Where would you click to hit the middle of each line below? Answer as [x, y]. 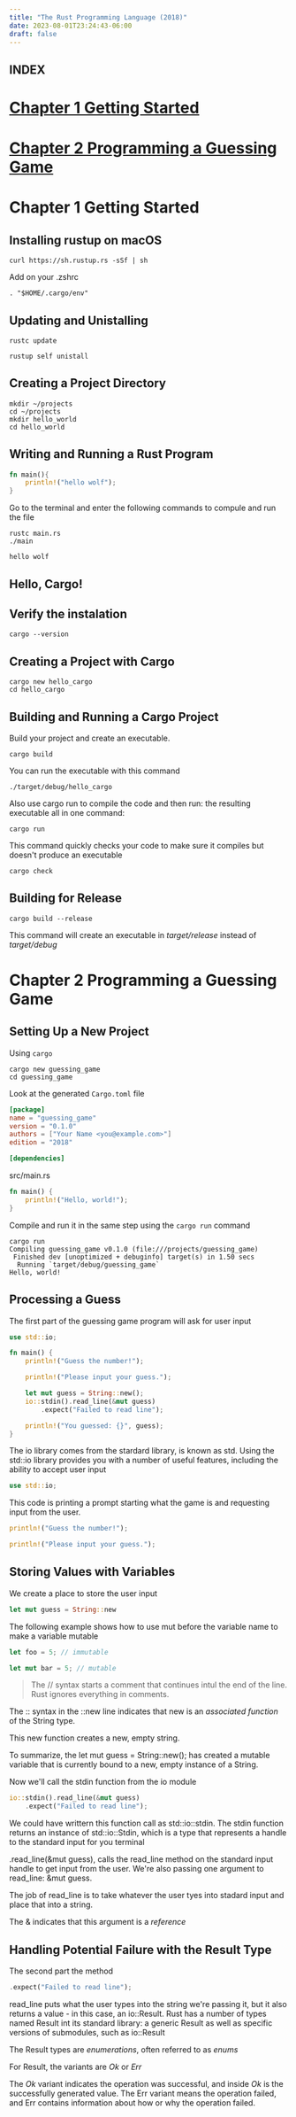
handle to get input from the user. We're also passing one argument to [137, 1869]
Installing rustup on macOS [86, 240]
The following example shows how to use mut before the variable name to [144, 1626]
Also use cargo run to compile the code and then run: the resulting [130, 803]
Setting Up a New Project [79, 1031]
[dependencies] [37, 1159]
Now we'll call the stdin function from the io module [103, 1782]
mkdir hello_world [43, 419]
